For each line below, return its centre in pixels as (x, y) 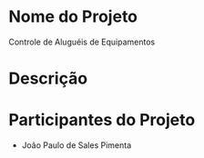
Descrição (48, 79)
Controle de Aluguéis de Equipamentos (82, 42)
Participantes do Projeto (102, 120)
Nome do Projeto (73, 17)
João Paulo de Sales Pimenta (76, 145)
